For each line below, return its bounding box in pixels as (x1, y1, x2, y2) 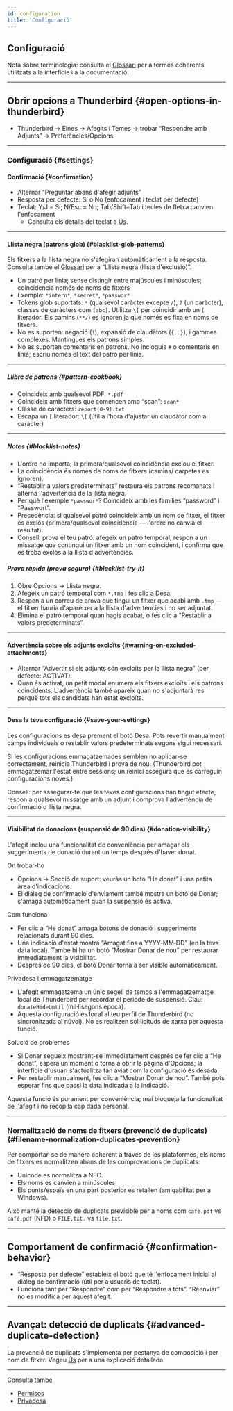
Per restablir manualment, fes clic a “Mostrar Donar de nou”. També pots (17, 1073, 225, 1082)
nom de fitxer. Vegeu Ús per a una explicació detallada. (7, 1355, 165, 1364)
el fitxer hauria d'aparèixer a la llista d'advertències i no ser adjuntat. (17, 604, 214, 612)
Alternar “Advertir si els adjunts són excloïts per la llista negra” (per (17, 664, 209, 672)
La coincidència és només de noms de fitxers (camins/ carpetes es (17, 467, 209, 475)
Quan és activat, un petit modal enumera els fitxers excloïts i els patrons (17, 678, 224, 687)
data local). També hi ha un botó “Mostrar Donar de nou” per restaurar (17, 946, 218, 954)
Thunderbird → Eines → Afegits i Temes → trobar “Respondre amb (17, 124, 207, 133)
